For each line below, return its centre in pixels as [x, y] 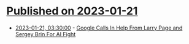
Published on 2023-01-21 [72, 11]
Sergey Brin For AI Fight [45, 34]
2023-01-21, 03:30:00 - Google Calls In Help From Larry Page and [99, 28]
